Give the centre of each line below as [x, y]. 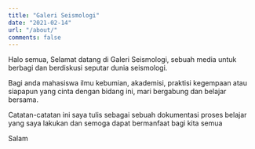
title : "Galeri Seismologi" [54, 15]
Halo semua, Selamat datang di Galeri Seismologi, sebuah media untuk [122, 60]
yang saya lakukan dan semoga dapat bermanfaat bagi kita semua [115, 123]
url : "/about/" [33, 30]
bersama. [24, 100]
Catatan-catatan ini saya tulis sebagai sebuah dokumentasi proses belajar [127, 115]
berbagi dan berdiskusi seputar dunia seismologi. [88, 68]
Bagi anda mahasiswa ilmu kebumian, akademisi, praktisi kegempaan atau [127, 83]
